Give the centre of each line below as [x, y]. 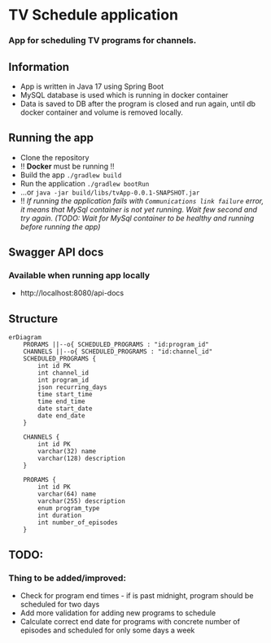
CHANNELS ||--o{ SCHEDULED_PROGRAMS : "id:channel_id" [118, 352]
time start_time [65, 395]
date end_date [61, 416]
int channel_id [63, 373]
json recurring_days [72, 387]
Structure [33, 319]
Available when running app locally [79, 276]
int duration [60, 516]
